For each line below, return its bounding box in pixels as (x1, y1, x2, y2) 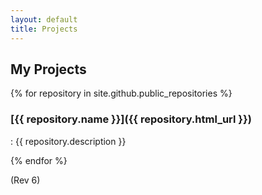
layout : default (10, 14, 78, 25)
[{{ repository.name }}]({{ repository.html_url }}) (10, 112, 252, 126)
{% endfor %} (10, 154, 68, 166)
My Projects (10, 61, 87, 78)
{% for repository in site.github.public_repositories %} (10, 87, 233, 100)
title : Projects (10, 24, 78, 34)
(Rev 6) (10, 174, 41, 186)
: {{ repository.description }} (10, 135, 127, 147)
